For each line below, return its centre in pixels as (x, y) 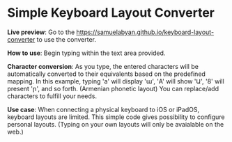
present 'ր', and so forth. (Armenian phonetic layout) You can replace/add (113, 88)
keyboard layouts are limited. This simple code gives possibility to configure (116, 117)
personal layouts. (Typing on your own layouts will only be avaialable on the (116, 124)
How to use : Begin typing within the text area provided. (86, 53)
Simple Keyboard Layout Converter (111, 13)
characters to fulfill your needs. (52, 96)
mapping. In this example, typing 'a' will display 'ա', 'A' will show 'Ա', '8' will (116, 81)
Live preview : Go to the (41, 32)
